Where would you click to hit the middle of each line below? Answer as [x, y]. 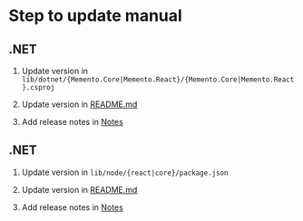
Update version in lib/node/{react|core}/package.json [125, 172]
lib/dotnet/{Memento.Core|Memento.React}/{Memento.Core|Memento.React [158, 80]
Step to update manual [95, 16]
